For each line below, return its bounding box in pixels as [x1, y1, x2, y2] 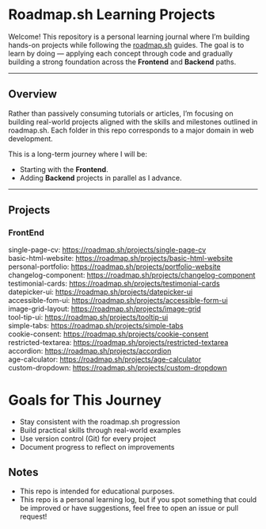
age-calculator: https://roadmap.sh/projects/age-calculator [8, 355, 202, 364]
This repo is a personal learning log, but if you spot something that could [19, 495, 257, 504]
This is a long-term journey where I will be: [8, 149, 148, 159]
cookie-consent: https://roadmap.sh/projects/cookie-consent [8, 329, 209, 339]
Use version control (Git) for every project [19, 434, 157, 443]
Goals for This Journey [8, 391, 162, 409]
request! [19, 512, 47, 521]
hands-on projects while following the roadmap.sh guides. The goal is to [8, 40, 245, 49]
